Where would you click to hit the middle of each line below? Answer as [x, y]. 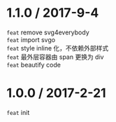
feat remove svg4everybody [48, 32]
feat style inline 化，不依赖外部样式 [58, 48]
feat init [18, 112]
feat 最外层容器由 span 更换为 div [55, 57]
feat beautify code [34, 65]
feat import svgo [31, 39]
